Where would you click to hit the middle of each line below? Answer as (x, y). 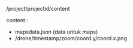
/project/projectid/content (38, 9)
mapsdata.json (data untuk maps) (56, 32)
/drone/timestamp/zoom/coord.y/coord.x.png (71, 38)
